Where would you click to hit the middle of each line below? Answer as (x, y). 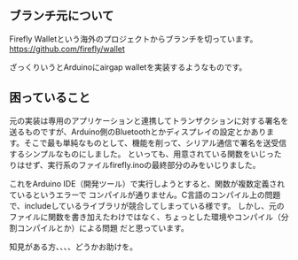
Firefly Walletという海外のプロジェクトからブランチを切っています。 (133, 39)
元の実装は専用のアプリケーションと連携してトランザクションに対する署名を (149, 120)
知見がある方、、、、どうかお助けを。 (73, 247)
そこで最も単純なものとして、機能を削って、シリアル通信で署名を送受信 (155, 142)
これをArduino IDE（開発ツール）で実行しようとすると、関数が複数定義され (147, 183)
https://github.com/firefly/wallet (67, 49)
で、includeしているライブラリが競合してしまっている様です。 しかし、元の (147, 205)
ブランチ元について (62, 16)
